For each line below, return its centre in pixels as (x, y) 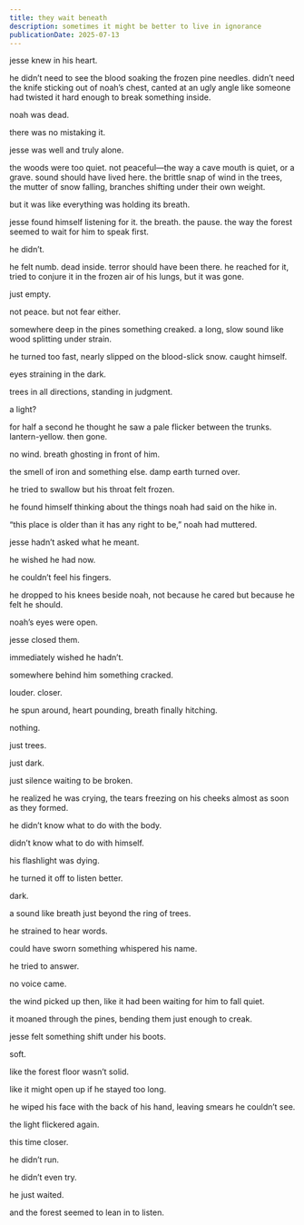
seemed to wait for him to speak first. (79, 232)
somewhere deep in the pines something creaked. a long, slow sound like (147, 330)
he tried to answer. (44, 966)
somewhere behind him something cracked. (92, 675)
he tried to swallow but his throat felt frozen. (92, 489)
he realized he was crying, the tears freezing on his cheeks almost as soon (149, 798)
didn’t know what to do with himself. (77, 843)
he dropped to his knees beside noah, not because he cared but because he (152, 595)
